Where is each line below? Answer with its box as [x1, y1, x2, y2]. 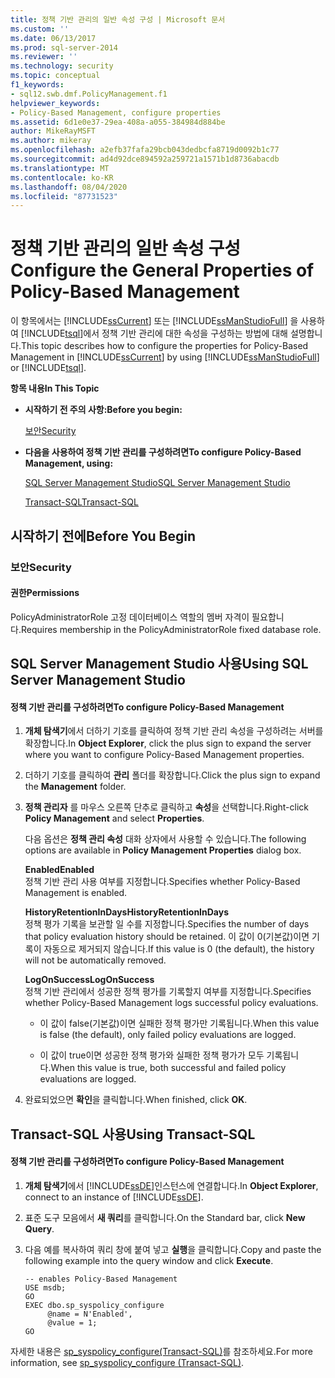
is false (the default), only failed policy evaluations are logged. [39, 1029, 297, 1041]
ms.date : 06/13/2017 [10, 33, 97, 43]
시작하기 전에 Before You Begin [10, 527, 197, 545]
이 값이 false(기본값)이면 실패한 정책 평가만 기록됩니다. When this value [39, 1017, 320, 1030]
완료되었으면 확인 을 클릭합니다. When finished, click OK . [24, 1094, 248, 1106]
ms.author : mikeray [10, 136, 92, 146]
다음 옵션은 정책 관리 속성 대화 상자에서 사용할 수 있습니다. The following [24, 833, 307, 845]
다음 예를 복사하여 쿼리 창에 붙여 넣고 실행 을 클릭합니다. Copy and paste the [24, 1243, 322, 1255]
